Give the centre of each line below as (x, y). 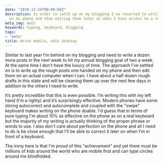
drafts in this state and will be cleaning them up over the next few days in (78, 81)
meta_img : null (20, 23)
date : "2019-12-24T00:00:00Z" (36, 9)
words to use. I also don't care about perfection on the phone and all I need (80, 126)
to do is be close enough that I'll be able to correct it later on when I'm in (77, 131)
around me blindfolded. (28, 156)
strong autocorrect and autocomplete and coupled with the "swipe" (73, 105)
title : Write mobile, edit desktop (41, 41)
